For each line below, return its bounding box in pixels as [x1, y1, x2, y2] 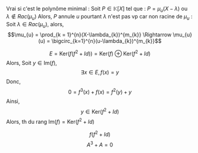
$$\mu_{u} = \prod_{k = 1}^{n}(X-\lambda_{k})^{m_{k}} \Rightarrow [8, 31, 172, 38]
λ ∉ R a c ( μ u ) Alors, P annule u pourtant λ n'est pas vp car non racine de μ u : [6, 13, 193, 21]
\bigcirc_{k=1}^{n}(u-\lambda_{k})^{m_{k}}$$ [51, 38, 162, 45]
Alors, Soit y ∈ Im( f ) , [6, 60, 58, 67]
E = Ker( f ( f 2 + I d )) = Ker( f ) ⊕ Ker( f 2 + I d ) [49, 49, 151, 57]
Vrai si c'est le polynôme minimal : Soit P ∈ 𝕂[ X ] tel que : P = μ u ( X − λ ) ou [6, 5, 188, 14]
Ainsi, [6, 98, 20, 105]
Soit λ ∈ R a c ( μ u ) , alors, [6, 20, 64, 29]
